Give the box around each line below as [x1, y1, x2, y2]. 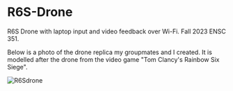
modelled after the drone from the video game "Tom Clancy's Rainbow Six [7, 55, 220, 63]
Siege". [7, 63, 28, 71]
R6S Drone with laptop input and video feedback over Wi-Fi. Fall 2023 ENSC [7, 27, 226, 35]
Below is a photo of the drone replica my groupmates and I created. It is [7, 48, 212, 56]
